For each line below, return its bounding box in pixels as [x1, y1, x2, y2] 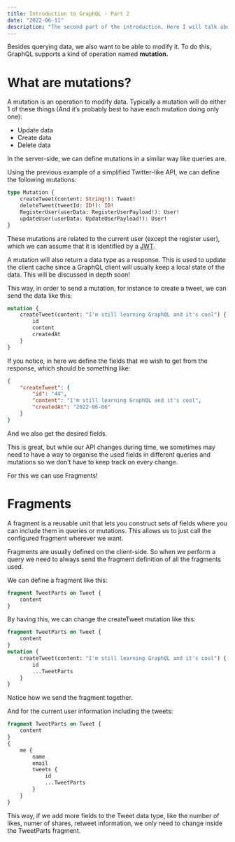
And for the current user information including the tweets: [7, 707, 173, 715]
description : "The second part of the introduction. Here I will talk [7, 23, 218, 30]
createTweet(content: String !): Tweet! [20, 195, 136, 203]
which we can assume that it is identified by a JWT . [7, 242, 155, 250]
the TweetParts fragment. [7, 826, 81, 834]
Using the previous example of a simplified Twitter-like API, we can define [7, 168, 220, 177]
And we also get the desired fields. [7, 429, 108, 438]
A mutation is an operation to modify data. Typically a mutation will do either [7, 97, 227, 106]
